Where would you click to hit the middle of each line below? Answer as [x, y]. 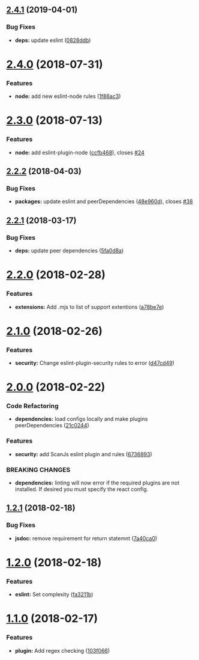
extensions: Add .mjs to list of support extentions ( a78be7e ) [89, 307]
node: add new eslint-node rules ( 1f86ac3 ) [68, 96]
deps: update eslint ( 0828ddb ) [53, 40]
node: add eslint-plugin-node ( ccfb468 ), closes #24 [80, 152]
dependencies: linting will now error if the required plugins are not [97, 483]
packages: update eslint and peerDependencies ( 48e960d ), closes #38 [104, 201]
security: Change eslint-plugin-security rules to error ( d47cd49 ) [95, 363]
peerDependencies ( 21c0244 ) [52, 426]
